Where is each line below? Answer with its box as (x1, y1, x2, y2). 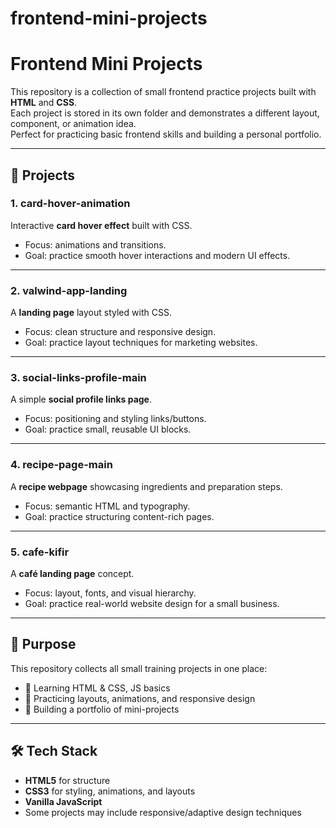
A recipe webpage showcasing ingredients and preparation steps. (10, 480, 283, 492)
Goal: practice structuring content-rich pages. (24, 510, 215, 522)
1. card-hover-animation (10, 197, 131, 211)
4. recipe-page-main (10, 458, 113, 472)
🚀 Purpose (10, 636, 77, 653)
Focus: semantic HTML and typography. (24, 500, 191, 512)
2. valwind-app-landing (10, 283, 128, 297)
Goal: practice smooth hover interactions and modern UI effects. (24, 249, 291, 261)
